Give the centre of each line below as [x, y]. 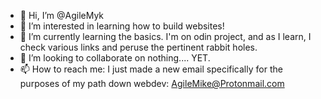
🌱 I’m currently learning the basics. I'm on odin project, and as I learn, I [165, 36]
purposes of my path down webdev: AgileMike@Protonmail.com [152, 83]
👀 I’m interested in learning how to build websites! [122, 26]
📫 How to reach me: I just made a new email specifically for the [151, 69]
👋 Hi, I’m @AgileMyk [62, 15]
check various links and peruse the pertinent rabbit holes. [138, 47]
